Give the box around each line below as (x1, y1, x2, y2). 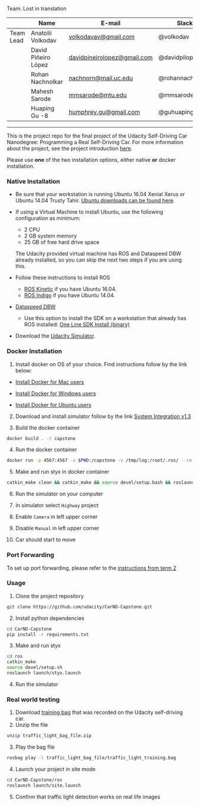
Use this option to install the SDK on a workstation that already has (24, 315, 187, 322)
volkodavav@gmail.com (68, 32, 135, 41)
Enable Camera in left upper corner (15, 513, 98, 520)
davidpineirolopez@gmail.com (68, 53, 153, 61)
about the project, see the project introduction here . (6, 145, 133, 152)
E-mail (100, 19, 120, 27)
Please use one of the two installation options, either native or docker (6, 156, 176, 163)
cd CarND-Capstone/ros (6, 776, 63, 783)
